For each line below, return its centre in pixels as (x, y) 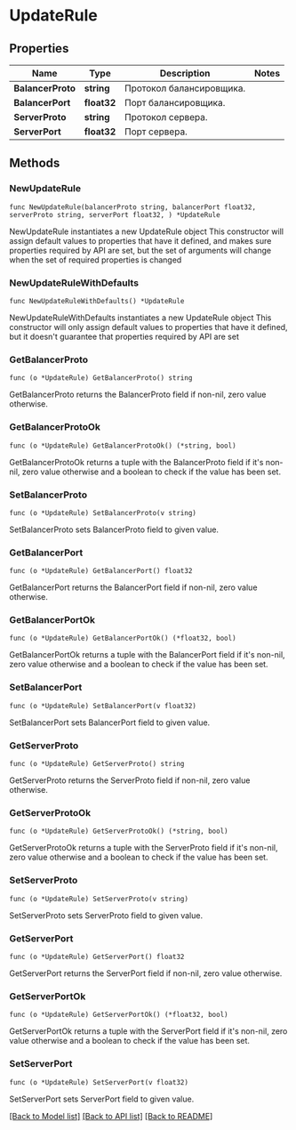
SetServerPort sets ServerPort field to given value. (102, 1099)
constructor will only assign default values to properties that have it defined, (148, 327)
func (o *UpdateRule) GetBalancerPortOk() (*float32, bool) (123, 638)
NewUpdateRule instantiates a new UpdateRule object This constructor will (147, 231)
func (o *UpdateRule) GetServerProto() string (97, 764)
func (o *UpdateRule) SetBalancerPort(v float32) (103, 706)
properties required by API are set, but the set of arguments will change (140, 250)
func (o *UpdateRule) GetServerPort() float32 (97, 956)
